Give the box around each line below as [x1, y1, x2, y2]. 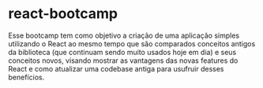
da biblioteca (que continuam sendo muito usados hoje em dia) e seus [8, 47, 237, 57]
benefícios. [8, 72, 45, 82]
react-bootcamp [8, 5, 118, 23]
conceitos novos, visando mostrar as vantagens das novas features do [8, 56, 239, 65]
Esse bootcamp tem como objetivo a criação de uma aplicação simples [8, 31, 239, 40]
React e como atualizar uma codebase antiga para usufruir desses [8, 64, 224, 73]
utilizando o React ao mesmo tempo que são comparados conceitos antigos [8, 38, 256, 48]
